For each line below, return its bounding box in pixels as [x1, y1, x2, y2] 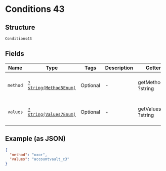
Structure [5, 23, 36, 32]
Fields [5, 49, 25, 58]
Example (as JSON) [5, 134, 66, 143]
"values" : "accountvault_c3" [9, 157, 70, 162]
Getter [145, 64, 162, 71]
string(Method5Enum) [28, 85, 76, 90]
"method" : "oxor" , [9, 152, 48, 157]
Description [105, 64, 133, 71]
